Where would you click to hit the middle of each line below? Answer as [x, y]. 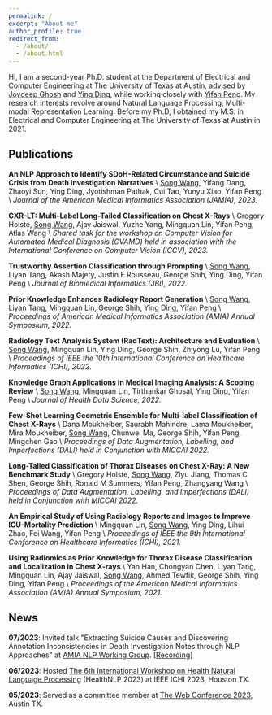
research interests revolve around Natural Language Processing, [116, 103]
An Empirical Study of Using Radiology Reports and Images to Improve [130, 516]
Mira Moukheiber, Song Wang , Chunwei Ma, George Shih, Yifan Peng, [125, 433]
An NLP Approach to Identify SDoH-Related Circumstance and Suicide [129, 174]
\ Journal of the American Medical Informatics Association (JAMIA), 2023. [133, 199]
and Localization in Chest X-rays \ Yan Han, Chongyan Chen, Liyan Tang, [132, 566]
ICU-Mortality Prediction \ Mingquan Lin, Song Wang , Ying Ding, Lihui [126, 525]
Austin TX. [26, 704]
